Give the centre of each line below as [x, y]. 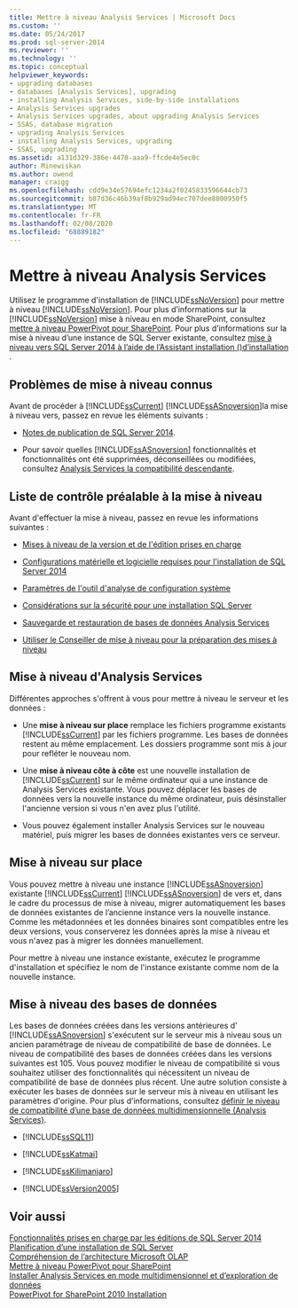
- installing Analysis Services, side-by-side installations [125, 100]
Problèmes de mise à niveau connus [111, 384]
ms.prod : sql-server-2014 [57, 42]
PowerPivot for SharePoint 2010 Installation [88, 1295]
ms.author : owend [41, 174]
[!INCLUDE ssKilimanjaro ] [67, 1171]
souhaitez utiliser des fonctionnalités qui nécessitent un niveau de [129, 1073]
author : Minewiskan [45, 166]
